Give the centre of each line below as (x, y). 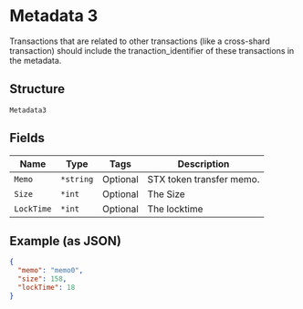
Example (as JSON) (65, 241)
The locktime (175, 209)
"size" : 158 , (42, 279)
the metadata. (36, 60)
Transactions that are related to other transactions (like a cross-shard (140, 41)
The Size (166, 194)
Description (204, 163)
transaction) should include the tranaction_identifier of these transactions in (152, 50)
